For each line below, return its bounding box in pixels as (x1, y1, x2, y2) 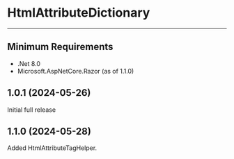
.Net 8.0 (17, 59, 40, 67)
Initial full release (7, 106, 56, 114)
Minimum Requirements (7, 41, 114, 53)
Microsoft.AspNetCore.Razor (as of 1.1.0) (17, 67, 134, 75)
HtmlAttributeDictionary (7, 5, 150, 21)
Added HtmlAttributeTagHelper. (7, 144, 97, 152)
